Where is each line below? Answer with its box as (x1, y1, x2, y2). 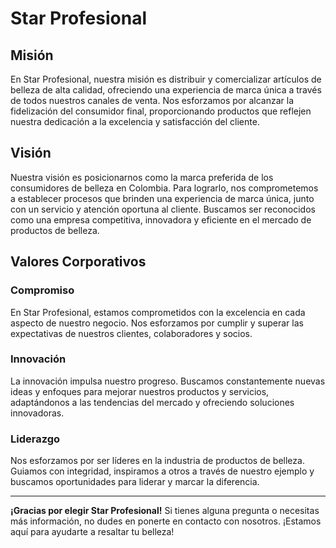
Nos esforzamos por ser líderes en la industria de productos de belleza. (10, 455, 305, 467)
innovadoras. (10, 407, 65, 419)
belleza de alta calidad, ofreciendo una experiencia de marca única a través (10, 84, 322, 96)
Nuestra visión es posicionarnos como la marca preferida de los (10, 171, 274, 183)
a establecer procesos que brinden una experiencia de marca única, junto (10, 192, 315, 204)
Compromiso (10, 283, 75, 297)
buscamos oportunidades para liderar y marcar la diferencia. (10, 476, 260, 488)
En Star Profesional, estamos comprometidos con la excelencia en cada (10, 306, 306, 318)
